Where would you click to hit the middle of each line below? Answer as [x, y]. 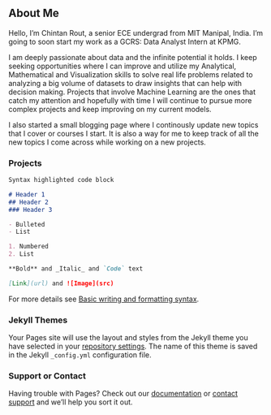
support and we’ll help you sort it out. [71, 402]
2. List [22, 254]
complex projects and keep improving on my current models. [110, 109]
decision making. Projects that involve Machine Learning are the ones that [132, 92]
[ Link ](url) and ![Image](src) [61, 283]
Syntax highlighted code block [61, 180]
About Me [34, 13]
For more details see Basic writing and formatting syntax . [104, 299]
